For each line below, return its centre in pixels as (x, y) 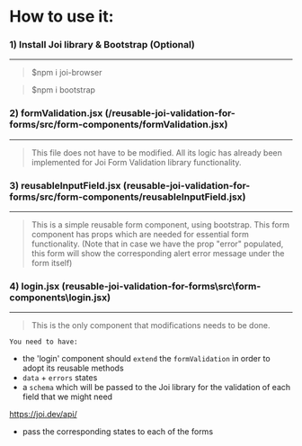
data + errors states (60, 378)
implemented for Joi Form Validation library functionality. (136, 162)
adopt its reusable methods (73, 368)
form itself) (52, 263)
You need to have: (44, 342)
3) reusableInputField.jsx (65, 185)
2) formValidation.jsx (56, 113)
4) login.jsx (35, 286)
